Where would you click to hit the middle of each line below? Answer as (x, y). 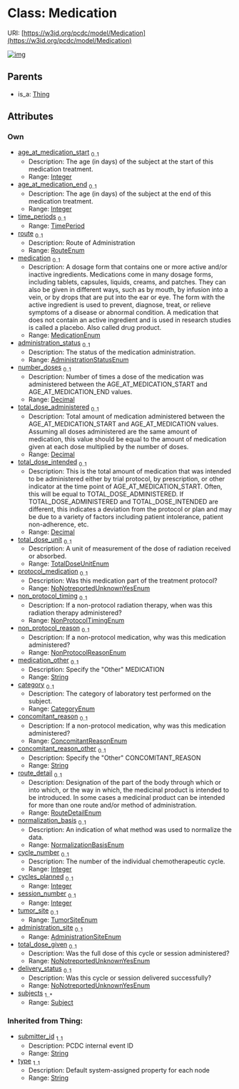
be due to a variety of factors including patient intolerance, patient (126, 516)
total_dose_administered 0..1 (58, 408)
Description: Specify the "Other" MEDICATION (96, 669)
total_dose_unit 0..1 (45, 540)
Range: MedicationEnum (65, 335)
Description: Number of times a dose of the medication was (116, 377)
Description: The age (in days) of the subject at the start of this (121, 161)
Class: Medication (62, 13)
